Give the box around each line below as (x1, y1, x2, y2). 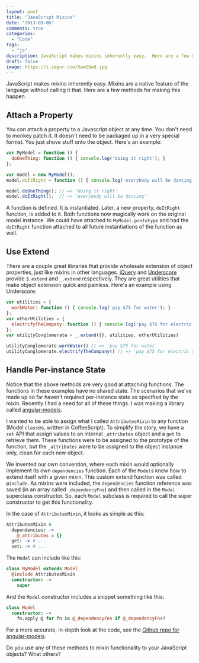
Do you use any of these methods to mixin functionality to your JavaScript (6, 644, 187, 651)
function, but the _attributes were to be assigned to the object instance (6, 443, 182, 450)
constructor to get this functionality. (6, 498, 94, 506)
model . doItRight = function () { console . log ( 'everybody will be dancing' (6, 177, 195, 183)
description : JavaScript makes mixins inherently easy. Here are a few (6, 53, 190, 59)
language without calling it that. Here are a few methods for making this (6, 87, 181, 94)
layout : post (6, 8, 38, 15)
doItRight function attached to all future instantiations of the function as (6, 223, 182, 231)
